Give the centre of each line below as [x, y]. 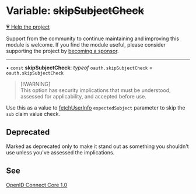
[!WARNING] [35, 84]
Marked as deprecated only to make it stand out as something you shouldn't [97, 146]
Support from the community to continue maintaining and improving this [93, 38]
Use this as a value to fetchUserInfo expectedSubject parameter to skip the [96, 107]
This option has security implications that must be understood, [95, 90]
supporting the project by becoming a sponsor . [62, 51]
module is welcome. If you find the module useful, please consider [86, 44]
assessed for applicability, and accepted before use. [83, 96]
